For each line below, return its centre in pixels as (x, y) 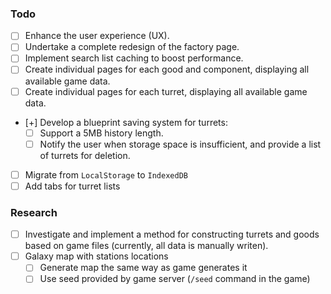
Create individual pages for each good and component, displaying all (167, 69)
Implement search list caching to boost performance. (134, 58)
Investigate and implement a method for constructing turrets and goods (172, 234)
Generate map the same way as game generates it (143, 268)
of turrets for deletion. (85, 155)
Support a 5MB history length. (101, 133)
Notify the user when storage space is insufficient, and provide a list (180, 144)
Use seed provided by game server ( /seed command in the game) (175, 279)
